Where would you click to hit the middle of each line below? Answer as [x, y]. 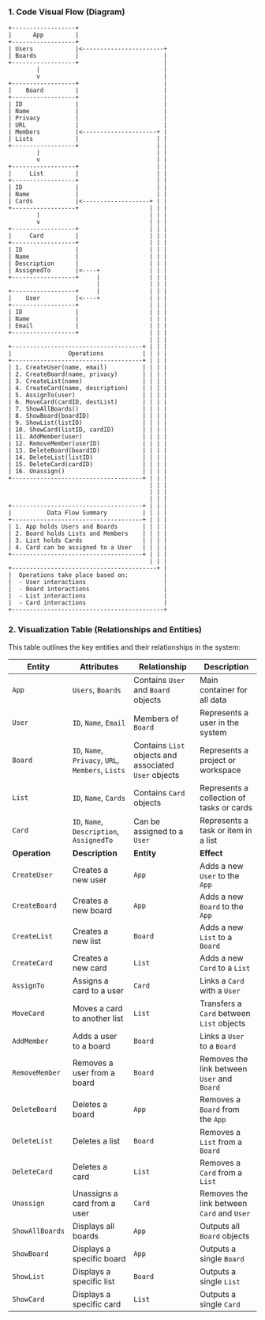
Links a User [222, 1036]
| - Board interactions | [88, 589]
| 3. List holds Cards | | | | [88, 541]
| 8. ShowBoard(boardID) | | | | [88, 416]
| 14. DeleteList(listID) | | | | [88, 457]
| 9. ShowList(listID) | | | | [88, 423]
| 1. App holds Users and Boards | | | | [88, 527]
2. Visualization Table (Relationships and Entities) [105, 630]
